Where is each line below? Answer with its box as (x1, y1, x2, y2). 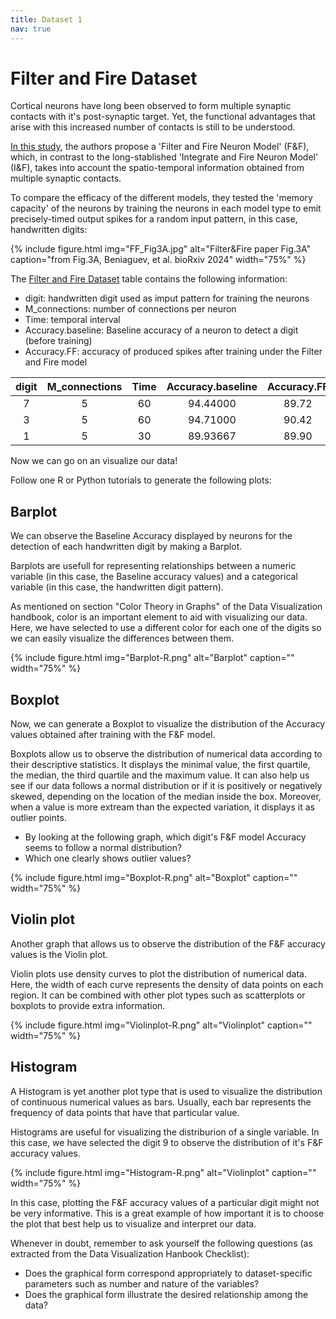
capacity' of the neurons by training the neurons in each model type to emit (10, 202, 322, 215)
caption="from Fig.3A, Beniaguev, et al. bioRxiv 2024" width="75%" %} (10, 254, 307, 266)
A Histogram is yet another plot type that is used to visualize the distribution (10, 1085, 323, 1097)
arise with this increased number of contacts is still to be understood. (10, 121, 296, 133)
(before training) (24, 335, 93, 347)
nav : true (10, 24, 52, 34)
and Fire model (24, 356, 88, 368)
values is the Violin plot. (10, 948, 108, 960)
